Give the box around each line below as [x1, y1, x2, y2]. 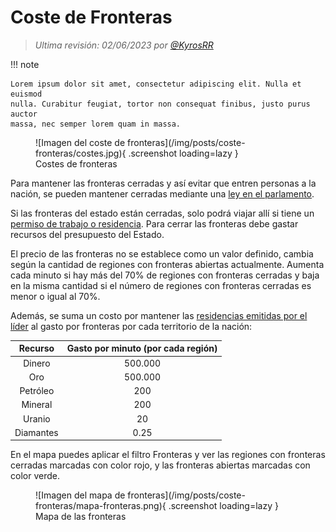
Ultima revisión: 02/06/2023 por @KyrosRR [34, 39, 214, 51]
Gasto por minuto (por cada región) [66, 342, 218, 355]
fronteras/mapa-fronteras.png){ [35, 500, 167, 512]
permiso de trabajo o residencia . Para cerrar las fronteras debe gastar [10, 217, 299, 230]
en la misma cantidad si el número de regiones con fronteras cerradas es [10, 279, 312, 291]
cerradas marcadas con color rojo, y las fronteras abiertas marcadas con [10, 459, 311, 471]
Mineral [21, 399, 53, 411]
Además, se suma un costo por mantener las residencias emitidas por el [10, 309, 308, 321]
